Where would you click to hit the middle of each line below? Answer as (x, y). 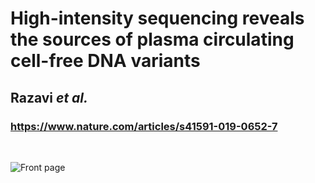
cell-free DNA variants (105, 61)
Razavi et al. (49, 97)
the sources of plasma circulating (152, 39)
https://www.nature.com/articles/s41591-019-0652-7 (144, 126)
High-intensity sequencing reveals (157, 18)
